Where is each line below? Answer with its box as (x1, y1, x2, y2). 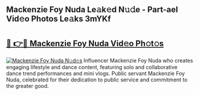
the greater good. (6, 83, 49, 89)
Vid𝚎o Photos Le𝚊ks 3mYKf (6, 14, 111, 24)
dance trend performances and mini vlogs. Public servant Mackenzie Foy (6, 70, 185, 77)
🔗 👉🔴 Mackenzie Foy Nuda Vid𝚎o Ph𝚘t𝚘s (6, 38, 165, 48)
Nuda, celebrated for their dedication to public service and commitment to (6, 76, 188, 83)
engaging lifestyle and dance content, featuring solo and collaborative (6, 64, 178, 70)
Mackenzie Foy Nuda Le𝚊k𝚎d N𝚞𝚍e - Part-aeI (6, 5, 178, 15)
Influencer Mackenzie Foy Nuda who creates (83, 57, 193, 64)
